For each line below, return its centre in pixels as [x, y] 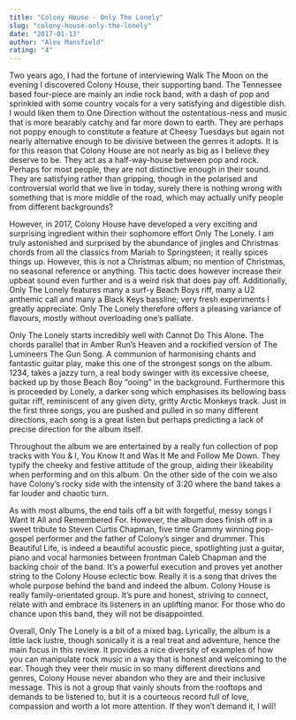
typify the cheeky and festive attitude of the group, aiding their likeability [141, 465]
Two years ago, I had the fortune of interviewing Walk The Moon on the [139, 75]
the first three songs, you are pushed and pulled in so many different [134, 410]
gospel [22, 539]
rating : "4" [31, 50]
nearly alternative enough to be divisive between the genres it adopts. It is [144, 142]
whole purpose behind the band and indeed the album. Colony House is [140, 586]
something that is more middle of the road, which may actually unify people [147, 198]
